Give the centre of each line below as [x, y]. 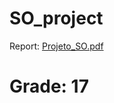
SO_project [56, 18]
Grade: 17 [49, 86]
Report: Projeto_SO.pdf [56, 46]
